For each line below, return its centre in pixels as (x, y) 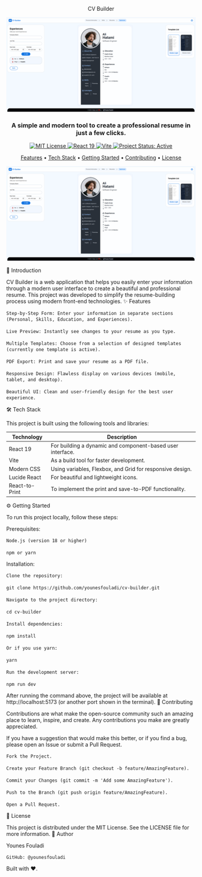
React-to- (22, 486)
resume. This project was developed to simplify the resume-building (91, 295)
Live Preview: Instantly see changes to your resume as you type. (91, 332)
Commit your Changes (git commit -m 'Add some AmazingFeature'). (90, 780)
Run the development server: (43, 672)
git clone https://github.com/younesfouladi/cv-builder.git (83, 587)
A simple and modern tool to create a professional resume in (101, 125)
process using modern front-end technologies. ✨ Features (79, 302)
